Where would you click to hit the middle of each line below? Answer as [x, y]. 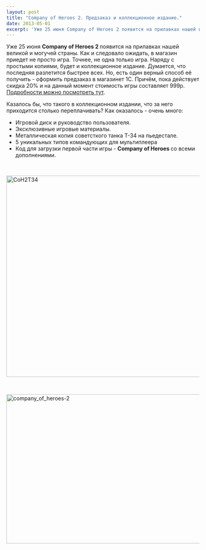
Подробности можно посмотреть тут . [56, 92]
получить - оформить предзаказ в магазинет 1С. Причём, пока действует [103, 79]
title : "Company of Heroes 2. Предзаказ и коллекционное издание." [94, 18]
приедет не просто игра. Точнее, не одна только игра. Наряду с [90, 60]
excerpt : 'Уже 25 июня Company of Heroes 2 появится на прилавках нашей [101, 29]
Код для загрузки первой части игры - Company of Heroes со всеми [105, 149]
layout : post [23, 12]
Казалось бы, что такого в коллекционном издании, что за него [90, 104]
